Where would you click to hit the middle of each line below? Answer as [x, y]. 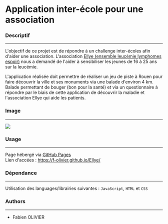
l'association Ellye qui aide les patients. [45, 98]
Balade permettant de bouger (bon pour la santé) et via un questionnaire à [82, 87]
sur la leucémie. [21, 67]
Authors [15, 201]
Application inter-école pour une [74, 9]
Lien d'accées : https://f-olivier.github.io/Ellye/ [53, 160]
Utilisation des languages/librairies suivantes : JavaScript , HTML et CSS [76, 188]
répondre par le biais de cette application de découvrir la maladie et [75, 92]
